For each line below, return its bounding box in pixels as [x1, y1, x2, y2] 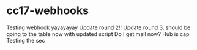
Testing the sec [6, 37, 45, 44]
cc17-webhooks [6, 4, 89, 18]
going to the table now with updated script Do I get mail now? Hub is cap [6, 30, 190, 37]
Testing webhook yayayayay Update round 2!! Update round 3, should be [6, 24, 191, 31]
